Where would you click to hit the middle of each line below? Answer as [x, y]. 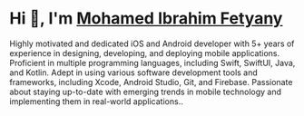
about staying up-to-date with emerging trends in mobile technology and [146, 92]
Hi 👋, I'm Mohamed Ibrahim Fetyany [146, 19]
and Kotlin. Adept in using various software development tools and [134, 72]
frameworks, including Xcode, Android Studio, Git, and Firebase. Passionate [151, 82]
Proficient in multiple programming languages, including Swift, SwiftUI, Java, [152, 63]
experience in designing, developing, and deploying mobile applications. [145, 53]
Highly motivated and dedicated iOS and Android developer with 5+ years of [152, 43]
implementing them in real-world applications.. [96, 101]
